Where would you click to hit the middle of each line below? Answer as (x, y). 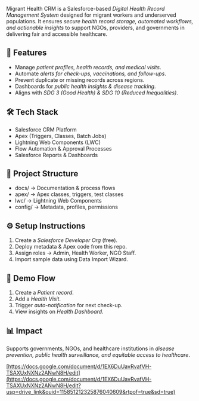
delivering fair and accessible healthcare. (57, 34)
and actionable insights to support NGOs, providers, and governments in (95, 27)
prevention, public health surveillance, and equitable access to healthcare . (98, 354)
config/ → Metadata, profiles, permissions (66, 207)
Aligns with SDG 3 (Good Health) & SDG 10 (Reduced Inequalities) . (97, 93)
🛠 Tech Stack (32, 112)
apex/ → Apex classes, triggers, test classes (69, 194)
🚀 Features (27, 53)
